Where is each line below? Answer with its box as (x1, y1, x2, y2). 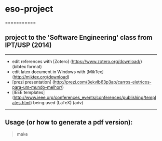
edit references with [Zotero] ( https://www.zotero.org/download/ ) (12, 58, 142, 64)
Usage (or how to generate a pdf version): (5, 118, 133, 126)
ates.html (12, 99, 31, 105)
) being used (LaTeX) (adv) (30, 99, 83, 105)
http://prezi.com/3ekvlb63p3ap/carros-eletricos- (54, 79, 152, 85)
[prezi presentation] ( (12, 79, 54, 85)
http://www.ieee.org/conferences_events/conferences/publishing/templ (13, 94, 156, 100)
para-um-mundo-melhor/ (12, 84, 63, 90)
